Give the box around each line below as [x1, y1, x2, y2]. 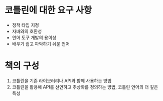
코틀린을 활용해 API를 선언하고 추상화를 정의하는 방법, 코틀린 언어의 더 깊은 [12, 83, 158, 90]
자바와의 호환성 [12, 28, 42, 34]
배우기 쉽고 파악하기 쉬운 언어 [12, 40, 70, 46]
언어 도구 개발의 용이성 [12, 34, 57, 40]
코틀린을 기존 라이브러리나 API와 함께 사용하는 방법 [12, 77, 112, 83]
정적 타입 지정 [12, 22, 39, 28]
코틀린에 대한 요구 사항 [5, 4, 92, 16]
